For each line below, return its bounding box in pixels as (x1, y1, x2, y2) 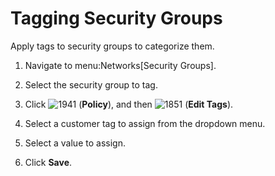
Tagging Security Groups (10, 7, 223, 30)
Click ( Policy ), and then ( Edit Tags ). (24, 98, 234, 110)
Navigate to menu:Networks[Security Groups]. (24, 59, 217, 71)
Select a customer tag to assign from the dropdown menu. (24, 117, 266, 129)
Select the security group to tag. (24, 78, 158, 91)
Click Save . (24, 156, 73, 168)
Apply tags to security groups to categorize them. (10, 40, 215, 52)
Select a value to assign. (24, 137, 126, 149)
